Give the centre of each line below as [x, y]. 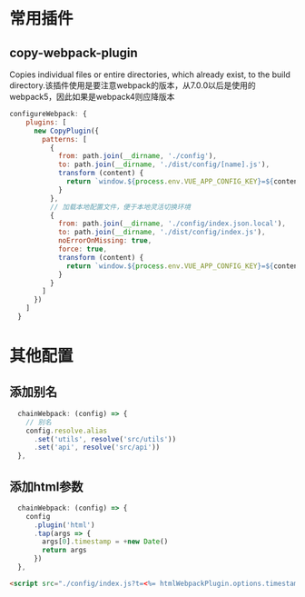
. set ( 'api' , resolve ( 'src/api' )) [97, 448]
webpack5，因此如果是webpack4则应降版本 [92, 97]
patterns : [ [65, 139]
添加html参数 [46, 487]
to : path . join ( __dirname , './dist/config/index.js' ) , [162, 233]
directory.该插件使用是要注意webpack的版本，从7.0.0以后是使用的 [133, 85]
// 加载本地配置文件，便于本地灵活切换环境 [120, 207]
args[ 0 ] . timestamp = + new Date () [105, 542]
